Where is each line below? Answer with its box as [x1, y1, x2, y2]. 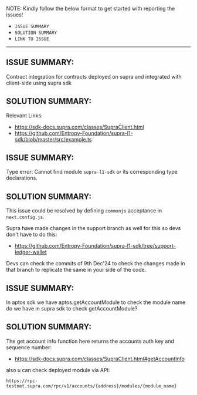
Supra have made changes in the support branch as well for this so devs [6, 225, 181, 232]
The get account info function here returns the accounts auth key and [6, 337, 175, 345]
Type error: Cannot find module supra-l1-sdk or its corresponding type [6, 168, 178, 175]
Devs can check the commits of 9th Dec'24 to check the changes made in [6, 260, 185, 267]
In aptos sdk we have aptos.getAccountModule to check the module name [6, 299, 186, 306]
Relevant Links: [6, 112, 43, 119]
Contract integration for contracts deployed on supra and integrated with [6, 73, 182, 80]
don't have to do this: [6, 231, 57, 238]
